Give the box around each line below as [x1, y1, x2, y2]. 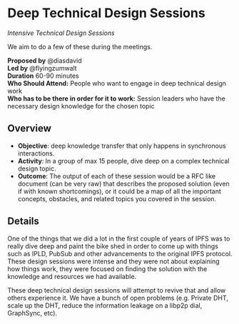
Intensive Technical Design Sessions [7, 29, 116, 37]
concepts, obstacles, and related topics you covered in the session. [17, 194, 216, 203]
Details [7, 216, 39, 228]
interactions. [17, 148, 55, 158]
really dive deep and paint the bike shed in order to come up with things [7, 241, 219, 250]
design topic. [17, 164, 56, 173]
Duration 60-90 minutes [7, 71, 80, 80]
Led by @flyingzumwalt [7, 64, 77, 72]
